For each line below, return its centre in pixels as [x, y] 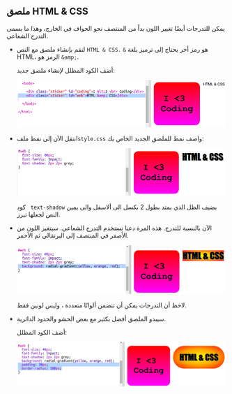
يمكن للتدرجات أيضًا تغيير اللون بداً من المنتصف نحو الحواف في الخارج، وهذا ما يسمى [116, 28]
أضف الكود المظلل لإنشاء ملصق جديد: [66, 70]
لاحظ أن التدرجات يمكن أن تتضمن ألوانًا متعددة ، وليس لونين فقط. [102, 305]
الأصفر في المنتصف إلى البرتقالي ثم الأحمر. [73, 235]
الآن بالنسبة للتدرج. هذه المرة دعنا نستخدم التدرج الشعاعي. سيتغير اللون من [114, 228]
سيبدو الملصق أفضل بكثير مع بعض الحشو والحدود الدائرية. [91, 319]
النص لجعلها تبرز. [38, 214]
